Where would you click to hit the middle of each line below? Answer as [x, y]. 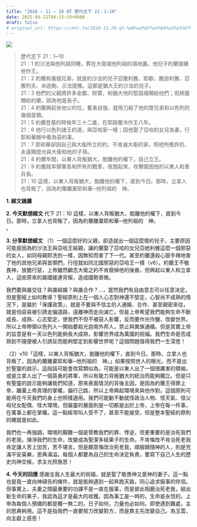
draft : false [22, 22]
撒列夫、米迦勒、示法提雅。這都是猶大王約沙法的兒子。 [87, 86]
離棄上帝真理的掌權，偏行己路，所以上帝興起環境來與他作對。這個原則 [101, 391]
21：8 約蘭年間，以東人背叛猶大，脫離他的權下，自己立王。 [92, 159]
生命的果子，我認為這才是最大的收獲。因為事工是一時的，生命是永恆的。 [98, 496]
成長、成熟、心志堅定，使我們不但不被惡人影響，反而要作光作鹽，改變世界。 [98, 319]
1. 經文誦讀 [19, 201]
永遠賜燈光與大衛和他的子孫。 [56, 152]
